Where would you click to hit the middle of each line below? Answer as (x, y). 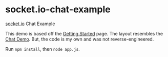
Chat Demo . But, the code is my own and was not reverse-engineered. (80, 39)
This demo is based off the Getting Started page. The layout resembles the (84, 33)
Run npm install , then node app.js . (43, 49)
